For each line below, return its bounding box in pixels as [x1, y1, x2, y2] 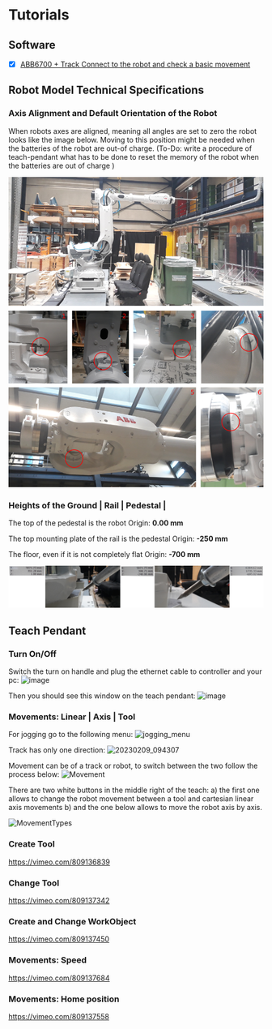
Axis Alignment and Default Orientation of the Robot [8, 108, 218, 119]
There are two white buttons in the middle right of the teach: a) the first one [8, 785, 261, 795]
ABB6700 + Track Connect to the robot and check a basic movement [19, 59, 251, 69]
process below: [8, 770, 60, 779]
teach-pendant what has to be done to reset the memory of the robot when [8, 152, 259, 161]
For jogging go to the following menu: [8, 730, 134, 740]
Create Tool [8, 838, 55, 850]
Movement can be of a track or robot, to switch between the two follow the [8, 761, 258, 771]
